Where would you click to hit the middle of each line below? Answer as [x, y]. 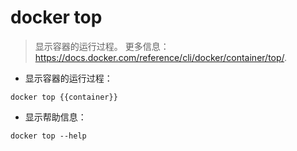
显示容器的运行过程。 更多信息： [102, 46]
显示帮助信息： [55, 117]
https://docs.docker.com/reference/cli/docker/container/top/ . [161, 57]
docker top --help [48, 136]
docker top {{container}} [64, 97]
